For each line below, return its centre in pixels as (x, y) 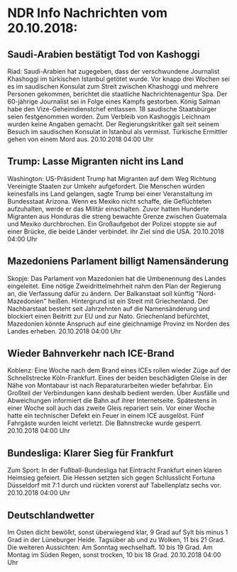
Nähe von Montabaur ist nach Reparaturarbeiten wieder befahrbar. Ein (110, 385)
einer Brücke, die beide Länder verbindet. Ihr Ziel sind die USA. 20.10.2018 (116, 231)
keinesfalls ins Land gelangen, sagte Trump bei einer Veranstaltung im (110, 194)
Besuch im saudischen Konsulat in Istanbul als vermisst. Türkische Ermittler (118, 132)
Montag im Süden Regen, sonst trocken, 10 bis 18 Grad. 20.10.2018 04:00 (114, 555)
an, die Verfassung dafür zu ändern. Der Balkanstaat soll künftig (101, 293)
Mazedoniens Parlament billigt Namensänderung (118, 262)
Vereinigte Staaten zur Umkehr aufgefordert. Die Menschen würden (106, 186)
